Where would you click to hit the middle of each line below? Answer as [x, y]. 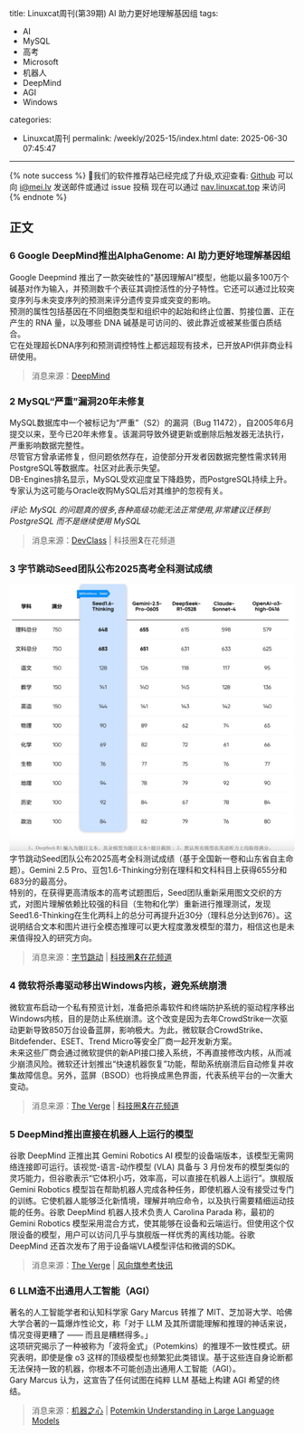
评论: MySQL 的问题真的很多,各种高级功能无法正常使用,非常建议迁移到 [140, 509]
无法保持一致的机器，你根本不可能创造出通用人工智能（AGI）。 [125, 1369]
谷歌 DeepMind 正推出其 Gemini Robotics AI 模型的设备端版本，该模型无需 [148, 1155]
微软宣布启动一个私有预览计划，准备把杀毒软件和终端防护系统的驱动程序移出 [152, 1007]
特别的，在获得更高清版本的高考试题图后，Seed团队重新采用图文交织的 [142, 893]
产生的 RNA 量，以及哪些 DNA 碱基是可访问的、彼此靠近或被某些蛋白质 [142, 322]
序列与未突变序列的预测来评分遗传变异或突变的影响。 [116, 299]
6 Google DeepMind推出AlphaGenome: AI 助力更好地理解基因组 [150, 256]
